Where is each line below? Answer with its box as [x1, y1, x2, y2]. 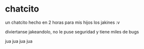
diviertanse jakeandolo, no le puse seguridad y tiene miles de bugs [5, 29, 139, 34]
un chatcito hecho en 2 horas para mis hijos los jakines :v [5, 19, 120, 25]
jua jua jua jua [5, 38, 33, 44]
